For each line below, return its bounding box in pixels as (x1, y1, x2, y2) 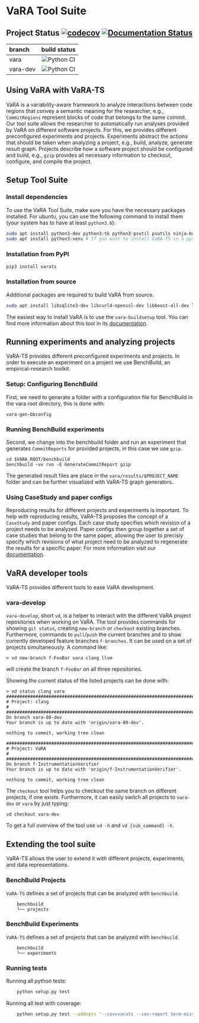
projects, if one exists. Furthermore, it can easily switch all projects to (6, 794, 176, 801)
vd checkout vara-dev (6, 812, 60, 817)
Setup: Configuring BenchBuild (6, 380, 98, 389)
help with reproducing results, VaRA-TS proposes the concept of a (6, 513, 168, 520)
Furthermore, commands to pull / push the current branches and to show (6, 631, 182, 638)
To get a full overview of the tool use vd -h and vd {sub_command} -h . (6, 822, 174, 829)
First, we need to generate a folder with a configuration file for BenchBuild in (6, 393, 193, 400)
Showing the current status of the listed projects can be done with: (6, 677, 169, 684)
